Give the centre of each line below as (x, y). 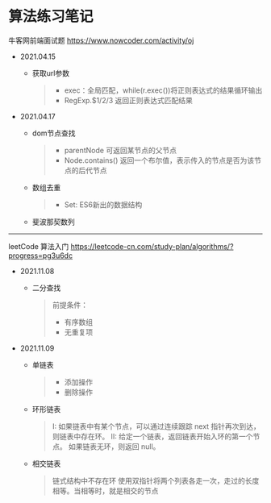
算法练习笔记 (51, 17)
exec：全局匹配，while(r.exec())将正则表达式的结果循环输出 (163, 90)
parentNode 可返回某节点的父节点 (121, 150)
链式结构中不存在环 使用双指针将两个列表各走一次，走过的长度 (156, 480)
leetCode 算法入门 (39, 246)
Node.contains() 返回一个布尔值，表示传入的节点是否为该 (159, 160)
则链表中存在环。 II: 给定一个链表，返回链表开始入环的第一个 (152, 436)
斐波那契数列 (53, 222)
